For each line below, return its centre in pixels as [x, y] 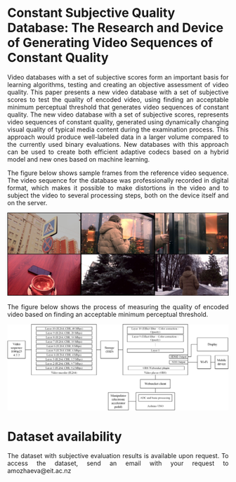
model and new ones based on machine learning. [79, 159]
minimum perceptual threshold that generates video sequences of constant [118, 107]
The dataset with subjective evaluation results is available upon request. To [118, 456]
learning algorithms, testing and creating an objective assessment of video [118, 84]
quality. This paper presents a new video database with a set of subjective [118, 92]
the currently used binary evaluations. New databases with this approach [118, 144]
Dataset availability [65, 436]
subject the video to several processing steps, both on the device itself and [118, 195]
